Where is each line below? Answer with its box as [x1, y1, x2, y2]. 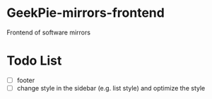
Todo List [6, 53, 62, 69]
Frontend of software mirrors [6, 28, 91, 37]
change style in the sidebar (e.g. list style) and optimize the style [16, 84, 206, 92]
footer [16, 76, 35, 84]
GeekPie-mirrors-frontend [6, 5, 165, 21]
